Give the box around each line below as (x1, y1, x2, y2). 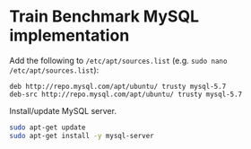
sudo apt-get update (9, 123, 87, 132)
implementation (9, 25, 130, 46)
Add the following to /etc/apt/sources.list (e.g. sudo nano (9, 55, 228, 66)
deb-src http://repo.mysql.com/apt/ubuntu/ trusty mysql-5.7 (9, 90, 243, 99)
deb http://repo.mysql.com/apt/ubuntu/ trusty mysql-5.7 (9, 82, 227, 91)
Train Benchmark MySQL (9, 6, 200, 27)
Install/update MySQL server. (9, 105, 117, 116)
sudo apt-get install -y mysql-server (9, 131, 154, 140)
